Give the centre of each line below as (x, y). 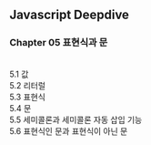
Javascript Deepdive (70, 15)
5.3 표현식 (27, 97)
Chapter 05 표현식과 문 (59, 43)
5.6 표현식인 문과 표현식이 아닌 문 (69, 130)
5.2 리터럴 (28, 85)
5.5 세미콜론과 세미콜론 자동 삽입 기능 (76, 119)
